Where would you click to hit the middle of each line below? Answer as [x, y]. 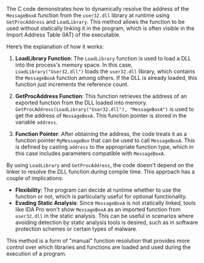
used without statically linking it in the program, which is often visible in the [100, 28]
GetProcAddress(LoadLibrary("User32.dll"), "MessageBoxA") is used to [104, 109]
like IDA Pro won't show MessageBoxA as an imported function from [98, 209]
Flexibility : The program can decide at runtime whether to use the [98, 190]
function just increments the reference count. [72, 84]
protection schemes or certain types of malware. [76, 229]
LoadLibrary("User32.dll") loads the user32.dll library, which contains [105, 71]
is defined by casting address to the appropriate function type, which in [104, 147]
